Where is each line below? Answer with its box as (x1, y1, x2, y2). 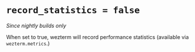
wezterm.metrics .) (6, 40, 50, 47)
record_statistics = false (6, 5, 140, 16)
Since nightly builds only (6, 22, 67, 29)
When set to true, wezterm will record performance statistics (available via (6, 33, 189, 40)
